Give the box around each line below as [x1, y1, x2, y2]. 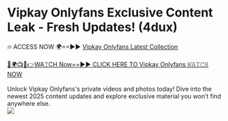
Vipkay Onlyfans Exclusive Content [7, 5, 214, 21]
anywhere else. [7, 99, 50, 107]
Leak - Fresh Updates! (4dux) [7, 19, 178, 35]
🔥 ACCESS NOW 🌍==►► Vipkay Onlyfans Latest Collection [7, 43, 179, 51]
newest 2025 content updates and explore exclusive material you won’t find [7, 91, 222, 100]
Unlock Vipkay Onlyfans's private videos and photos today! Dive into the [7, 85, 212, 93]
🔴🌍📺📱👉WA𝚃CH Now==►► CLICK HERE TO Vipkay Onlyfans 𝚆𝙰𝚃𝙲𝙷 [7, 60, 209, 68]
